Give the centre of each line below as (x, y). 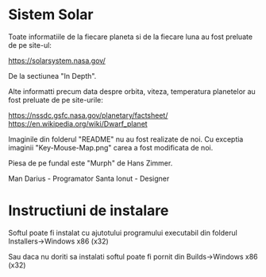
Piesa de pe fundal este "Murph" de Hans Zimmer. (91, 163)
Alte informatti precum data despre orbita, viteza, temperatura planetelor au (132, 91)
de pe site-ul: (30, 45)
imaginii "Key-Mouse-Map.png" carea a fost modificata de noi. (111, 147)
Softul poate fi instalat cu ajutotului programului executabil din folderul (123, 232)
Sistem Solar (51, 15)
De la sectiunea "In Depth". (52, 76)
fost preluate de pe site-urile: (56, 99)
